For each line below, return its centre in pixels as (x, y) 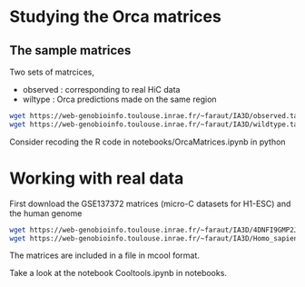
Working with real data (97, 178)
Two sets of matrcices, (52, 72)
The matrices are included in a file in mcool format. (104, 255)
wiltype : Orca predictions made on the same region (119, 99)
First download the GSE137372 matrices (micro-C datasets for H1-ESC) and (150, 203)
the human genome (46, 213)
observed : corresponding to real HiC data (101, 89)
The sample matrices (70, 50)
